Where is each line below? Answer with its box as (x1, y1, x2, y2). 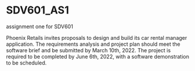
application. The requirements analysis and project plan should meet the (6, 40, 180, 48)
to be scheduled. (6, 59, 47, 66)
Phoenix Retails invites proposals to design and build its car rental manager (6, 34, 187, 41)
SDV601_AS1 (6, 4, 69, 17)
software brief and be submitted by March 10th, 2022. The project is (6, 46, 171, 53)
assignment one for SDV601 (6, 23, 73, 30)
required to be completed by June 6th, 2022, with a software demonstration (6, 53, 189, 60)
